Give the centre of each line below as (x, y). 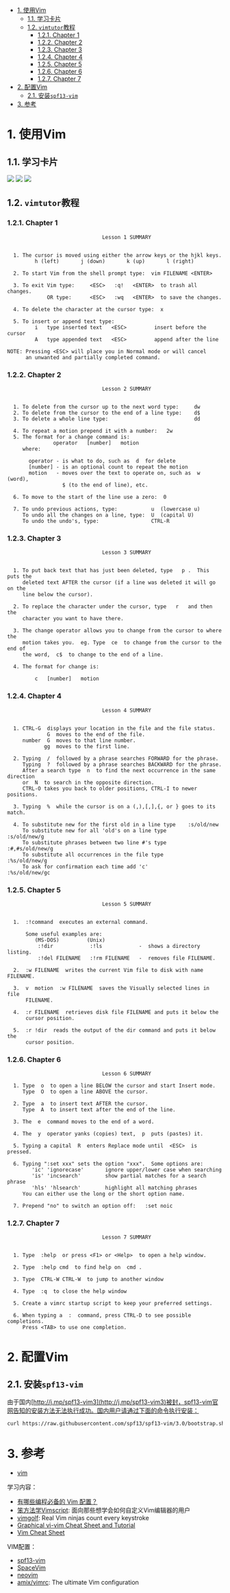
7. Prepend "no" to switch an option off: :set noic (93, 1206)
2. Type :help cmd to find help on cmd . (78, 1267)
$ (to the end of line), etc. (105, 485)
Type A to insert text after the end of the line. (99, 1110)
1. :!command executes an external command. (81, 922)
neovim (27, 1575)
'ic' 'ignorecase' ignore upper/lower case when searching (127, 1170)
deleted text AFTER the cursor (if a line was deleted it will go (119, 583)
